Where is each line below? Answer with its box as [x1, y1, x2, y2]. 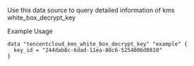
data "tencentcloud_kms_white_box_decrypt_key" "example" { [7, 41, 188, 48]
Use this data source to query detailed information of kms [7, 6, 175, 14]
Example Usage [7, 27, 53, 35]
